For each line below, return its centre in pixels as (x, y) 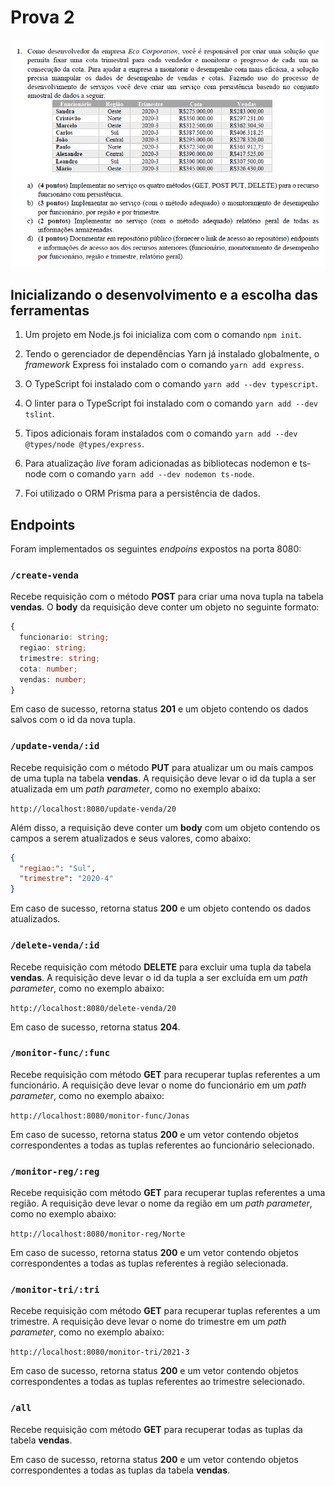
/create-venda (44, 575)
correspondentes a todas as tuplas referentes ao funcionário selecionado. (162, 1145)
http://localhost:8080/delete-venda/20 (93, 1008)
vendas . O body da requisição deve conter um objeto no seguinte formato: (165, 607)
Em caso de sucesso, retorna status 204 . (95, 1027)
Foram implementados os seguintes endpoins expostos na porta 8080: (156, 549)
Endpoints (43, 524)
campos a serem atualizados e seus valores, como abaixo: (131, 838)
